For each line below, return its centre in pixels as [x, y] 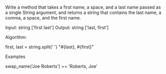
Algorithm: [16, 37]
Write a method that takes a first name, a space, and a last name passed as [83, 7]
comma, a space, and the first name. [43, 18]
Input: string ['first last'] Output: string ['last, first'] [57, 27]
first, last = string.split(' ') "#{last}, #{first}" [50, 47]
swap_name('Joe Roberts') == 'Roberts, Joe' [52, 66]
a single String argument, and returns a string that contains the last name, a [84, 12]
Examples [15, 56]
